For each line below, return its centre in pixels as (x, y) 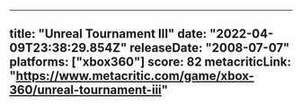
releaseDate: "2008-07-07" (209, 48)
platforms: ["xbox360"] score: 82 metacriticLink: (151, 62)
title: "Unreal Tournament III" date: (108, 34)
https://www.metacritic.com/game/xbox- (135, 76)
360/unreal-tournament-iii (85, 90)
